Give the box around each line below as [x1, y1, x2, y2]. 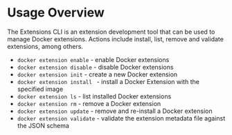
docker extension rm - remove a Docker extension [17, 99, 161, 107]
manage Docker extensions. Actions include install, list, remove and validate [7, 34, 224, 43]
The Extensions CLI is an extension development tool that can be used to [7, 28, 215, 36]
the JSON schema [17, 121, 69, 129]
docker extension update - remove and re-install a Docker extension [17, 107, 213, 115]
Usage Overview [7, 5, 105, 21]
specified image [17, 85, 64, 93]
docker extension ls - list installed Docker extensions [17, 92, 172, 101]
